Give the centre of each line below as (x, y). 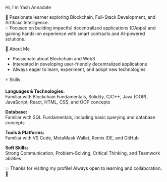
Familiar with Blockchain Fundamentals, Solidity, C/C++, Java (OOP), (76, 97)
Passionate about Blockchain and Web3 (54, 59)
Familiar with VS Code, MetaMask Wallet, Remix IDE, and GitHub (72, 138)
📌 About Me (18, 49)
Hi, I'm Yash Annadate (28, 7)
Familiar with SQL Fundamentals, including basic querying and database (80, 117)
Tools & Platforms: (25, 132)
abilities (13, 158)
